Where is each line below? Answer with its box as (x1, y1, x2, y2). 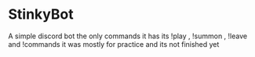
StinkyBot (8, 5, 74, 23)
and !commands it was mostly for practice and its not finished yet (8, 39, 220, 48)
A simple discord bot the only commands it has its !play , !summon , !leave (8, 31, 248, 41)
